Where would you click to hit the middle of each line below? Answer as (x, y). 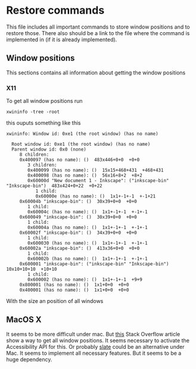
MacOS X (24, 320)
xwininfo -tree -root (33, 112)
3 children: (43, 165)
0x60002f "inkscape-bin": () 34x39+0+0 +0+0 (78, 233)
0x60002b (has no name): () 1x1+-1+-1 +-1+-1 (88, 259)
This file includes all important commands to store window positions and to (98, 27)
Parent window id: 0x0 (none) (49, 149)
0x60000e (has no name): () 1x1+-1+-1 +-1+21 (96, 196)
